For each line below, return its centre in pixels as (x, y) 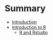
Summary (25, 9)
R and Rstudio (33, 32)
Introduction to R (29, 27)
